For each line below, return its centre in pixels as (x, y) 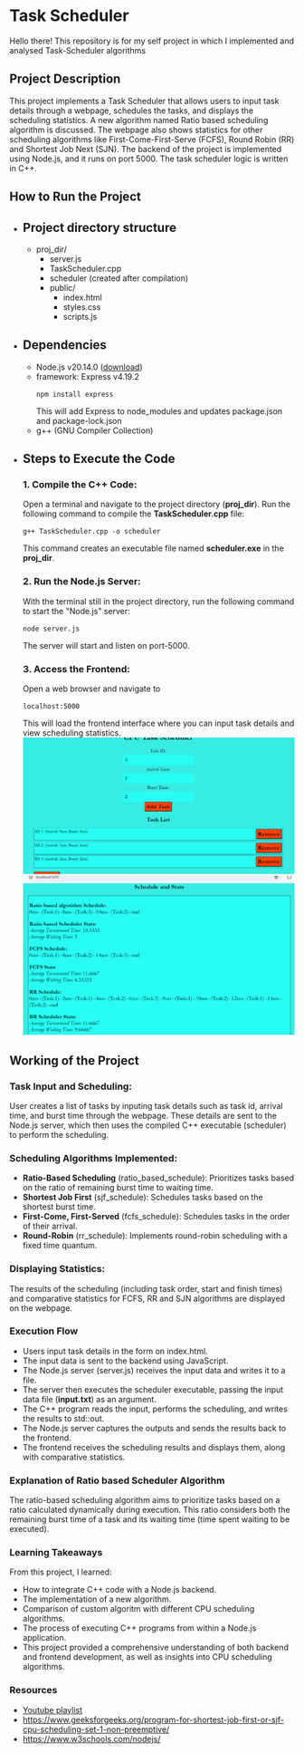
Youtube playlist (52, 1710)
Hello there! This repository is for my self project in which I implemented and (152, 41)
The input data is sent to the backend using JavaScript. (125, 1361)
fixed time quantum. (60, 1246)
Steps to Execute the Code (99, 459)
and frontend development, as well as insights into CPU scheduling (147, 1657)
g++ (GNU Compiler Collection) (95, 430)
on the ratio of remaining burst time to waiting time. (118, 1188)
